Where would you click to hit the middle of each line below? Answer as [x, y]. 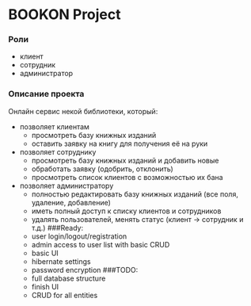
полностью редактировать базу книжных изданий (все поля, [135, 194]
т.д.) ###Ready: [57, 228]
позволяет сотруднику [58, 151]
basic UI [45, 253]
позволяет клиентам [54, 126]
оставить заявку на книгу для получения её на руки [120, 143]
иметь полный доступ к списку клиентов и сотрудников [126, 211]
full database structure [68, 278]
